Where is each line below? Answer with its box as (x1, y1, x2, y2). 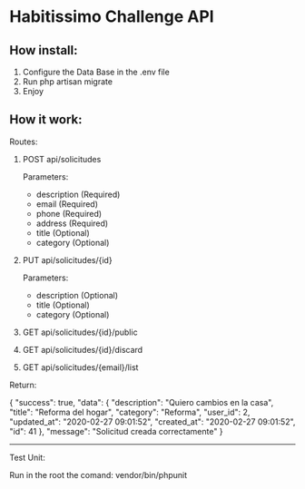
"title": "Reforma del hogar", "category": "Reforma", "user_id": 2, (9, 406, 251, 417)
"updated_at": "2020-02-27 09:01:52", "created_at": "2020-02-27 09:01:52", (9, 416, 296, 427)
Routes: (9, 136, 38, 147)
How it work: (9, 112, 83, 128)
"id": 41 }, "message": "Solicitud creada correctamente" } (9, 425, 224, 436)
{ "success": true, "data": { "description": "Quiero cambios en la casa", (9, 396, 274, 407)
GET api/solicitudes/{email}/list (22, 361, 139, 373)
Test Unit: (9, 452, 45, 463)
